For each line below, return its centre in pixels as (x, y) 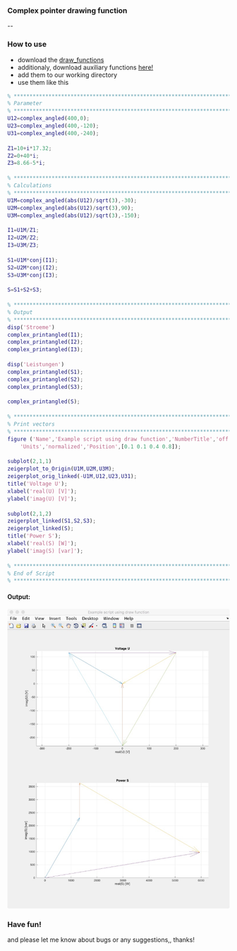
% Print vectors (31, 424)
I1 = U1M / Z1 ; (23, 231)
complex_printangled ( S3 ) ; (45, 387)
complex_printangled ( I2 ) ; (45, 342)
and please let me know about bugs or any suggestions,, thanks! (101, 940)
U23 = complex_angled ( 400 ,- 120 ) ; (53, 126)
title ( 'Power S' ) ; (34, 536)
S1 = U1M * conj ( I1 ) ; (33, 260)
